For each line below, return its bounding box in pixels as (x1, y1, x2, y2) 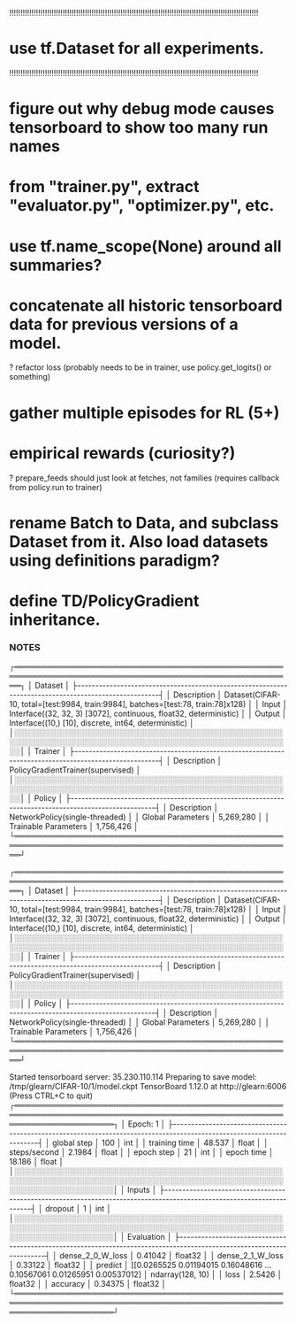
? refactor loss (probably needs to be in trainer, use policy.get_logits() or (9, 362, 272, 373)
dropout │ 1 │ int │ (45, 1204, 112, 1214)
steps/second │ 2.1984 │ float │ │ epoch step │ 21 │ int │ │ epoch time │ (9, 1147, 274, 1158)
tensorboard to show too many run (9, 118, 269, 138)
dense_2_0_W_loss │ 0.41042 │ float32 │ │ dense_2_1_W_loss (58, 1250, 285, 1261)
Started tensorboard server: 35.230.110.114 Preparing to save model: (9, 1072, 257, 1082)
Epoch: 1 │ (127, 1119, 166, 1129)
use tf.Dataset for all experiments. (9, 39, 265, 58)
